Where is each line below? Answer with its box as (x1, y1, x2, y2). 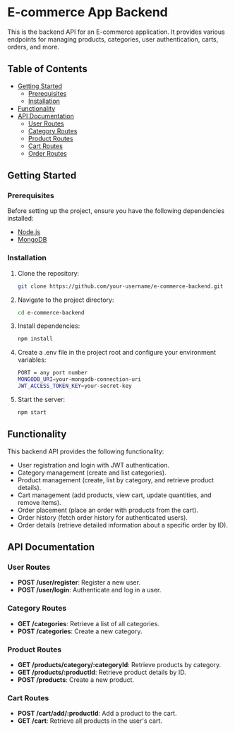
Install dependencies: (17, 322, 80, 330)
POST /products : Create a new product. (17, 675, 135, 684)
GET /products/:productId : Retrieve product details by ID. (17, 668, 186, 676)
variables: (17, 355, 47, 364)
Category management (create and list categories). (17, 468, 167, 477)
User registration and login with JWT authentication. (17, 460, 169, 469)
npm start (17, 408, 47, 416)
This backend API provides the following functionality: (7, 447, 164, 456)
